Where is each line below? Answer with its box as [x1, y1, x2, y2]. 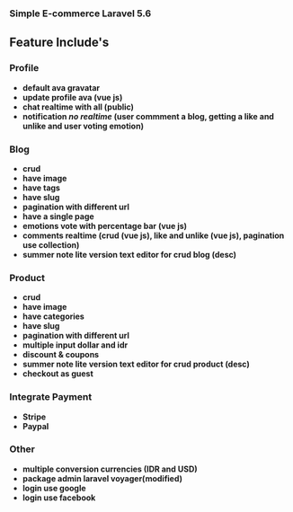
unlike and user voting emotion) [22, 120, 144, 131]
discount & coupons [22, 349, 100, 360]
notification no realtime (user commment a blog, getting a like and [22, 110, 274, 121]
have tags [22, 182, 61, 193]
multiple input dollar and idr [22, 340, 129, 350]
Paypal [22, 420, 49, 431]
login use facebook [22, 492, 96, 503]
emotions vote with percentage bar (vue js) [22, 220, 187, 231]
